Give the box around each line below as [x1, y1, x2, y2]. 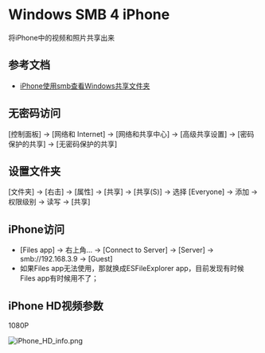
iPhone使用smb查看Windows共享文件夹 [19, 81, 150, 91]
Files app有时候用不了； [19, 273, 99, 283]
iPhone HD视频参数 [8, 299, 103, 312]
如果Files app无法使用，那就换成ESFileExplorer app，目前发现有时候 [19, 264, 244, 273]
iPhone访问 [8, 223, 65, 236]
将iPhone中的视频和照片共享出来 [8, 33, 115, 42]
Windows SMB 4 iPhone [8, 6, 170, 24]
